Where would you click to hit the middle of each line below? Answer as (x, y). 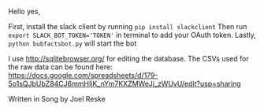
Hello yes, (24, 11)
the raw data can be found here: (60, 67)
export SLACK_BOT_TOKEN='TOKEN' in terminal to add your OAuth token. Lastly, (132, 35)
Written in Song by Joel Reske (57, 99)
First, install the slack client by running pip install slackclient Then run (128, 26)
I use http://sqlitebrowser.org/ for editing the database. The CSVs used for (129, 59)
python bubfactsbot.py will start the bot (73, 43)
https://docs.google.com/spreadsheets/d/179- (83, 75)
